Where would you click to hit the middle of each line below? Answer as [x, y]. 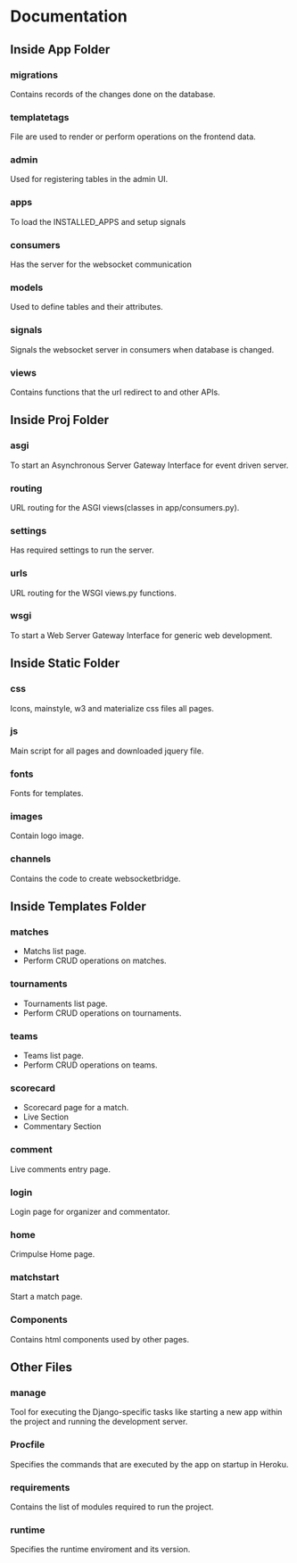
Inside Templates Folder [78, 906]
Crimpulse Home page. [53, 1254]
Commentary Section [62, 1127]
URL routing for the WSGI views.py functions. [93, 593]
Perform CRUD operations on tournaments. [102, 1013]
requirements [40, 1487]
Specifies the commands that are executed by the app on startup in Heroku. [149, 1464]
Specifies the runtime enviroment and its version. [100, 1550]
